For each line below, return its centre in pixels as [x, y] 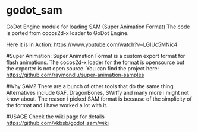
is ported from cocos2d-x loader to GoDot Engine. [67, 33]
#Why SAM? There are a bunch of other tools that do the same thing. [91, 86]
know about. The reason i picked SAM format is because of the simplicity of [99, 99]
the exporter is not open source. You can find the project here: [83, 68]
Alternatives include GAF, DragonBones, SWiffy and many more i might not [98, 92]
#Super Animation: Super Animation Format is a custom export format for [96, 56]
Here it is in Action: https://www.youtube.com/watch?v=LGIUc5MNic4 [92, 44]
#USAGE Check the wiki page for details [56, 117]
